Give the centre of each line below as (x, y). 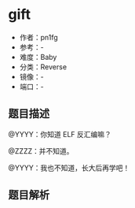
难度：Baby (38, 57)
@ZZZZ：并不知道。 (41, 150)
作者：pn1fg (39, 37)
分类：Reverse (43, 67)
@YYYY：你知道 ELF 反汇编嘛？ (60, 134)
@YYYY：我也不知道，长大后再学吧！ (69, 168)
